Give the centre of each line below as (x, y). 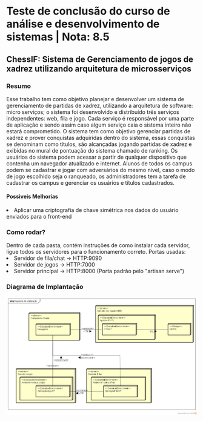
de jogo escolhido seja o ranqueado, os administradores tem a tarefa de (96, 176)
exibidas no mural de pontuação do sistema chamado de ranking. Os (92, 150)
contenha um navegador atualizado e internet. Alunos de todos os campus (99, 163)
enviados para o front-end (39, 217)
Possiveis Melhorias (32, 197)
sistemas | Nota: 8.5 (58, 37)
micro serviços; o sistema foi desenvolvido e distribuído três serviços (93, 112)
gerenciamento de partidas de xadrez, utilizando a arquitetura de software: (100, 105)
